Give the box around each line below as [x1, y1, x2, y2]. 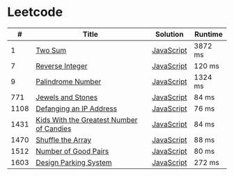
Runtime [194, 29, 223, 39]
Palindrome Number [36, 77, 102, 86]
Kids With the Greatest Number [36, 115, 138, 125]
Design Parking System [36, 157, 113, 167]
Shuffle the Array [36, 135, 92, 145]
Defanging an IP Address [36, 104, 117, 113]
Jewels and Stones [36, 92, 98, 102]
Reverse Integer [36, 61, 88, 70]
